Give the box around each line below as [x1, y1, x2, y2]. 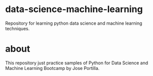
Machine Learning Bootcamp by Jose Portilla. [5, 65, 100, 71]
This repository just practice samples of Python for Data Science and [5, 59, 148, 66]
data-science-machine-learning [5, 4, 143, 15]
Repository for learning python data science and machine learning [5, 20, 142, 26]
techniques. [5, 25, 30, 31]
